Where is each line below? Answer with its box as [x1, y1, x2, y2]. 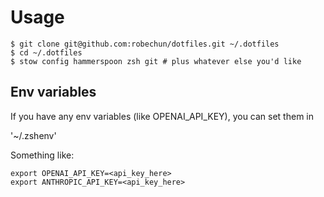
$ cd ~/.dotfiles [10, 47, 83, 58]
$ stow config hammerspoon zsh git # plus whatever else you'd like [10, 56, 302, 66]
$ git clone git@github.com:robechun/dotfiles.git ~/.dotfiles [10, 39, 280, 49]
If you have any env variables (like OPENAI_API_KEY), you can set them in [10, 110, 315, 122]
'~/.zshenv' [10, 129, 57, 141]
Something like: [10, 149, 75, 161]
